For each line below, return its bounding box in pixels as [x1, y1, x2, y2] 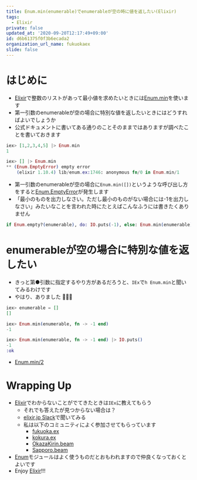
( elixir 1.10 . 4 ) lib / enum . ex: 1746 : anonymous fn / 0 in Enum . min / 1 [16, 169, 180, 176]
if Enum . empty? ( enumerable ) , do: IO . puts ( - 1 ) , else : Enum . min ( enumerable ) [6, 222, 193, 228]
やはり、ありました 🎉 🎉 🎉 [14, 293, 73, 300]
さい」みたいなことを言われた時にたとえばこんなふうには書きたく [19, 203, 179, 210]
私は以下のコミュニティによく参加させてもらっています [23, 421, 157, 428]
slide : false [6, 47, 38, 53]
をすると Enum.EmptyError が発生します [14, 188, 109, 195]
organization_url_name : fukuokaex [6, 42, 91, 47]
